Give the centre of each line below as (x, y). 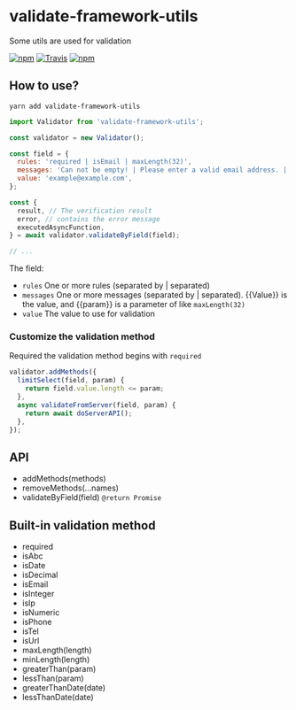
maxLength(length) (57, 650)
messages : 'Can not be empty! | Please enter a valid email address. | (152, 170)
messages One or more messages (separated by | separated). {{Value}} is (155, 295)
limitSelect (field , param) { (71, 381)
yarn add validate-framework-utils (75, 106)
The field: (27, 268)
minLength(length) (56, 660)
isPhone (37, 622)
